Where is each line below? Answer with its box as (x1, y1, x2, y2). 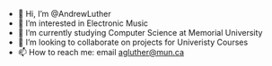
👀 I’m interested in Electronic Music (17, 18, 149, 29)
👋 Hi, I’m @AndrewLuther (17, 9, 111, 19)
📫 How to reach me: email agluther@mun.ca (17, 47, 185, 57)
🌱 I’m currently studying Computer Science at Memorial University (17, 28, 263, 37)
